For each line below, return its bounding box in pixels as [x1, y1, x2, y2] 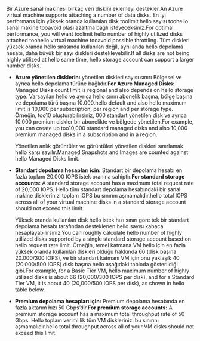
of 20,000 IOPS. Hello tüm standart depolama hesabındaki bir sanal [14, 186, 181, 193]
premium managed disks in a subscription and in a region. [14, 131, 158, 138]
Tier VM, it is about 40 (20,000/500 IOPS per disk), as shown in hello [14, 280, 185, 287]
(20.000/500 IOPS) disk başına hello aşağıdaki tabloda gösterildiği [14, 261, 178, 268]
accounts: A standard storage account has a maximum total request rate [14, 179, 194, 186]
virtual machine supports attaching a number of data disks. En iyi [6, 11, 166, 19]
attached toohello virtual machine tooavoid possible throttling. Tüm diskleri [6, 37, 190, 44]
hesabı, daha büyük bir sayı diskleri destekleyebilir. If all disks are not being [6, 50, 190, 56]
